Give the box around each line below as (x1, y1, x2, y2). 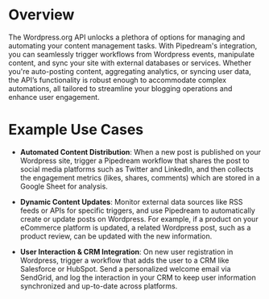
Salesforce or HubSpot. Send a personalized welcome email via (19, 264, 231, 273)
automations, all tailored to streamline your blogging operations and (8, 83, 233, 93)
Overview (8, 6, 75, 24)
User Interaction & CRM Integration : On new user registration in (19, 247, 234, 256)
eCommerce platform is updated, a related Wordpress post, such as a (19, 222, 251, 232)
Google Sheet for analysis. (19, 181, 109, 191)
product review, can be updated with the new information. (19, 231, 213, 241)
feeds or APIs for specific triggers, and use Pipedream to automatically (19, 206, 255, 215)
